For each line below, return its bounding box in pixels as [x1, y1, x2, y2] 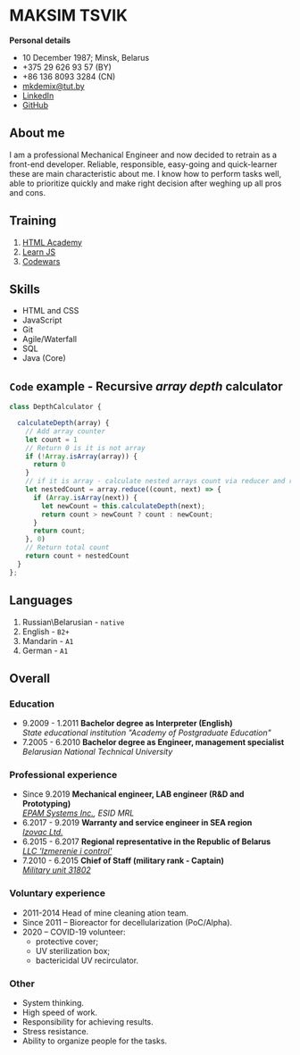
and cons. [9, 187, 46, 197]
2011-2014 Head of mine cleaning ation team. [21, 908, 189, 918]
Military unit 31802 [21, 865, 91, 875]
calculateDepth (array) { [17, 419, 110, 428]
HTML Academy [21, 237, 83, 247]
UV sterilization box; [35, 945, 110, 956]
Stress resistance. [21, 1026, 89, 1037]
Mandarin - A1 [21, 635, 74, 646]
